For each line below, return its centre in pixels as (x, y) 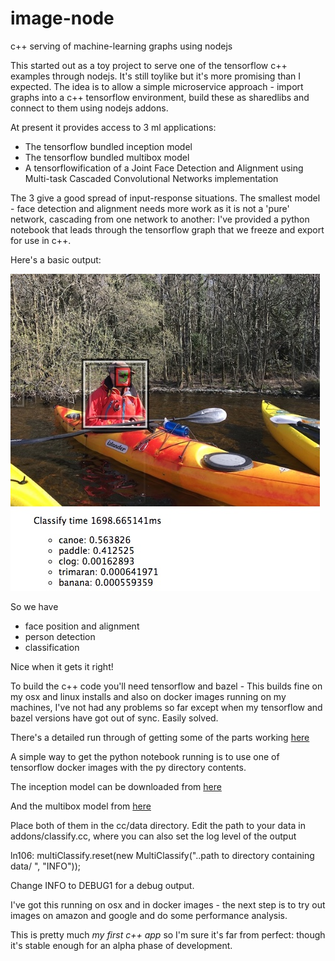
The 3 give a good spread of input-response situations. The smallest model (165, 198)
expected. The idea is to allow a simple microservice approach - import (157, 86)
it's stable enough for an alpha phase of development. (121, 945)
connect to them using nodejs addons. (89, 108)
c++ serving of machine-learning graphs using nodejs (121, 46)
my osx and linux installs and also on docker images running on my (148, 696)
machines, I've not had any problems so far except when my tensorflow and (166, 707)
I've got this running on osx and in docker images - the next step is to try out (168, 904)
